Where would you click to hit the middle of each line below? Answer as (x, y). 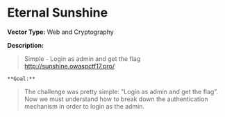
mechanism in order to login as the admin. (84, 106)
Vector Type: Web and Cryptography (61, 32)
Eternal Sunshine (58, 13)
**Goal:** (22, 79)
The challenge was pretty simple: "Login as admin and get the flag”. (121, 91)
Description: (25, 45)
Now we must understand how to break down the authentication (116, 99)
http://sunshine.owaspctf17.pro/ (69, 66)
